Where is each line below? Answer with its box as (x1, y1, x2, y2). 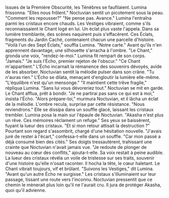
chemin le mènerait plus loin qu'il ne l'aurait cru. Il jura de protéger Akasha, (5, 182, 161, 188)
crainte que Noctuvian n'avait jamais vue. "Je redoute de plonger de (5, 144, 147, 150)
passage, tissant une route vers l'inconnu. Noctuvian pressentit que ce (5, 177, 153, 182)
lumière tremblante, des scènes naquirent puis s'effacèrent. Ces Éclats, (5, 31, 154, 37)
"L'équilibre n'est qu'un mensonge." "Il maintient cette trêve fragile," (5, 80, 147, 86)
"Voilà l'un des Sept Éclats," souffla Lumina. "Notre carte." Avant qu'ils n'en (5, 42, 162, 48)
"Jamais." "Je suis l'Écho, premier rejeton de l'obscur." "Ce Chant (5, 58, 141, 64)
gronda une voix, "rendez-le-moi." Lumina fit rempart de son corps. (5, 53, 146, 59)
